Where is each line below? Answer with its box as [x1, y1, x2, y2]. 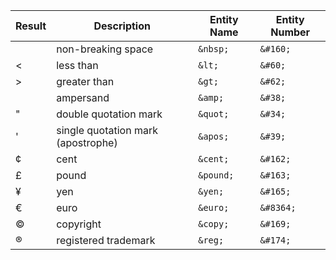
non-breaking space [56, 42, 154, 56]
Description [93, 19, 151, 33]
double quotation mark [56, 107, 163, 121]
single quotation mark [56, 124, 158, 137]
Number [270, 25, 311, 39]
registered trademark [56, 234, 156, 247]
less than [56, 59, 99, 72]
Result [15, 19, 47, 33]
